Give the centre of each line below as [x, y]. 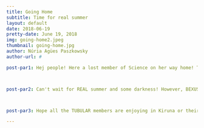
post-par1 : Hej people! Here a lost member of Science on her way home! [100, 68]
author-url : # [24, 57]
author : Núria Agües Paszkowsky [47, 51]
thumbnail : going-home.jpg [40, 46]
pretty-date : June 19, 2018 [42, 34]
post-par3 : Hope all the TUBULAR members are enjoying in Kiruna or [95, 110]
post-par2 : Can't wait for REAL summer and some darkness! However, [95, 89]
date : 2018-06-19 [28, 29]
